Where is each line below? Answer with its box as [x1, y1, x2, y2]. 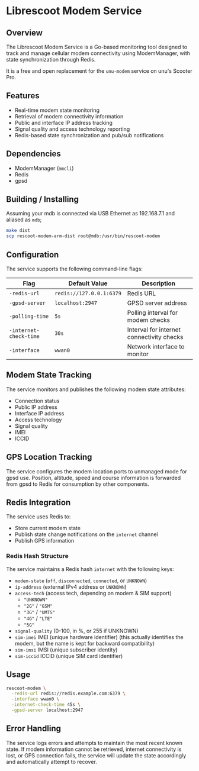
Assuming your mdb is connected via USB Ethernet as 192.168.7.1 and [6, 210, 175, 217]
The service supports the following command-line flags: [6, 265, 143, 272]
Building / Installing [6, 194, 79, 205]
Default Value [68, 279, 108, 288]
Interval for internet [127, 325, 181, 334]
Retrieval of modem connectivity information [14, 112, 124, 120]
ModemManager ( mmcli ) [14, 164, 74, 172]
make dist [6, 228, 31, 234]
